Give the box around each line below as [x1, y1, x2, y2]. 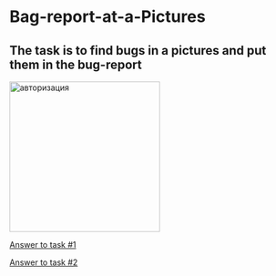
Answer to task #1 [9, 240, 77, 250]
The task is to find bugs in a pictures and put [9, 43, 267, 58]
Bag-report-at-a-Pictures [9, 6, 207, 27]
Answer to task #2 [9, 257, 78, 268]
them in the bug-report [9, 56, 143, 72]
